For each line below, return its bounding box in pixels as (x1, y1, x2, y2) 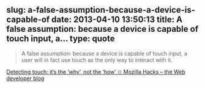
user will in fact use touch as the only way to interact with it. (21, 56, 173, 64)
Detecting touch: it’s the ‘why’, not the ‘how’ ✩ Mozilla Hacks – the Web (6, 68, 185, 75)
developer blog (6, 75, 45, 82)
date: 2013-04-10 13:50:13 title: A (51, 15, 182, 25)
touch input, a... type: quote (6, 34, 115, 44)
